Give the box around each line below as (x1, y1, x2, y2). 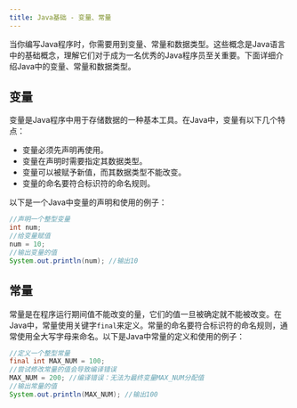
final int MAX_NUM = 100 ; (9, 357, 105, 366)
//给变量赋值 (9, 232, 51, 241)
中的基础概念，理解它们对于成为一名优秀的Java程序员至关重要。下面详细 (9, 50, 277, 61)
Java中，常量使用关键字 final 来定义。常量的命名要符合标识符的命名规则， (9, 320, 281, 330)
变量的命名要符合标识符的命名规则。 (21, 178, 156, 189)
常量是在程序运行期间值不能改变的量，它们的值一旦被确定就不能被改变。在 (9, 308, 282, 319)
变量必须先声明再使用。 (21, 144, 108, 156)
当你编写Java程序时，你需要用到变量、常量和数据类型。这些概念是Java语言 (9, 38, 286, 49)
